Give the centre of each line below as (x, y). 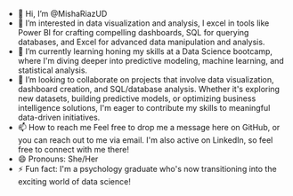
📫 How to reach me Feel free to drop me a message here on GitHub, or (149, 127)
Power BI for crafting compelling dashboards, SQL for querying (133, 32)
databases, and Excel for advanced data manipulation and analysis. (141, 42)
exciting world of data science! (74, 181)
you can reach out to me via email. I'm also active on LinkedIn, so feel (145, 140)
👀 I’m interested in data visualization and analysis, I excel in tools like (143, 23)
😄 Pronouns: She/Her (58, 159)
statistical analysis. (52, 70)
